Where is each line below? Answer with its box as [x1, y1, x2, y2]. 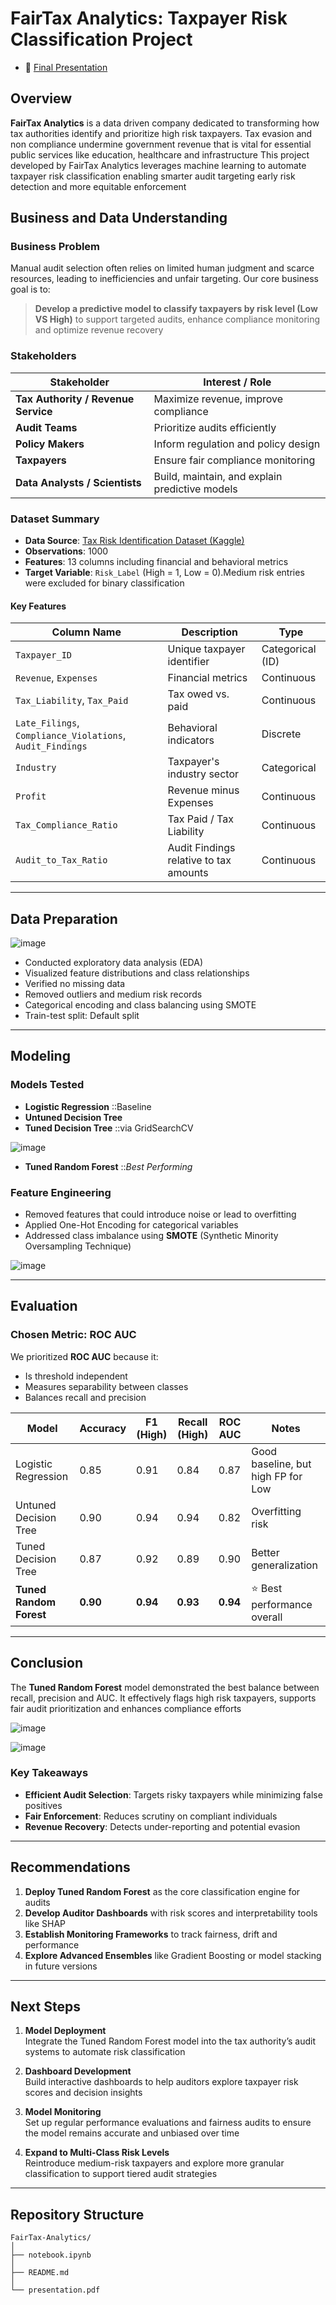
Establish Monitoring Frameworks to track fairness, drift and [24, 1928, 278, 1940]
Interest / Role [203, 375, 272, 389]
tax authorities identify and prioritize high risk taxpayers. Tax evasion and [10, 127, 313, 139]
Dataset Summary [10, 512, 100, 526]
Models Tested [10, 1078, 85, 1092]
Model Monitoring [24, 2106, 102, 2118]
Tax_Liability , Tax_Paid [15, 693, 129, 707]
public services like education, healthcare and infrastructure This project [10, 148, 310, 161]
